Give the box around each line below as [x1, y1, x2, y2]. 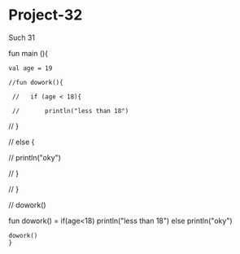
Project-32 [8, 6, 83, 24]
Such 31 [8, 33, 35, 42]
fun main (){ [8, 48, 49, 58]
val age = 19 [8, 63, 53, 72]
